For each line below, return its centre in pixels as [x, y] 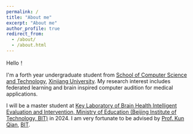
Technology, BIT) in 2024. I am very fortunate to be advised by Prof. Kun [95, 118]
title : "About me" [29, 17]
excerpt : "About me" [32, 23]
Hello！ [15, 63]
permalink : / [22, 12]
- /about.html [29, 45]
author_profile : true [33, 28]
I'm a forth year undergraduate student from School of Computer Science [96, 75]
